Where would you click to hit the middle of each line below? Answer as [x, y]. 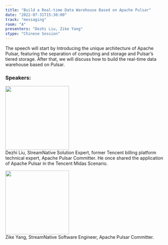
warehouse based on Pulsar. [35, 65]
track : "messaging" [26, 19]
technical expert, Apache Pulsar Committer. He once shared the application [84, 158]
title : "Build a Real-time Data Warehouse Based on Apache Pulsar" [78, 10]
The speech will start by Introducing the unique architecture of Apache [79, 48]
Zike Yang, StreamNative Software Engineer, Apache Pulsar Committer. [80, 237]
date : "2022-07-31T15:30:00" [36, 15]
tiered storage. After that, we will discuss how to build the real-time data [81, 59]
